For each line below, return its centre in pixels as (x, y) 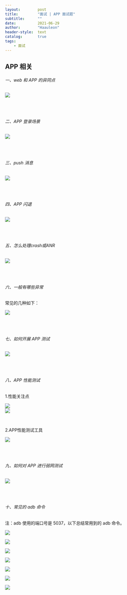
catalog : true (26, 37)
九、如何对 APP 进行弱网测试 (34, 466)
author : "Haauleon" (32, 28)
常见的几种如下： (22, 303)
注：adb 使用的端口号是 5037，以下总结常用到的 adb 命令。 (65, 523)
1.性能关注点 (17, 396)
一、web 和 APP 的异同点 (30, 80)
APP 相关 (19, 67)
